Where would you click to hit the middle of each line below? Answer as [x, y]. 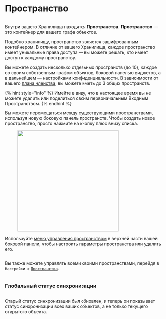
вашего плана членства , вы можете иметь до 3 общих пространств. [78, 83]
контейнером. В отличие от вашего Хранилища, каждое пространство [80, 47]
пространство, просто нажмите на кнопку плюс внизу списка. [72, 123]
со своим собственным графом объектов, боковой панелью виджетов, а [83, 72]
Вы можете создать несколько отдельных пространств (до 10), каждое [81, 67]
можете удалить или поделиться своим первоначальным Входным [77, 98]
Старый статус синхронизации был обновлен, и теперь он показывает [80, 301]
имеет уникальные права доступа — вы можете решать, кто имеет [77, 52]
